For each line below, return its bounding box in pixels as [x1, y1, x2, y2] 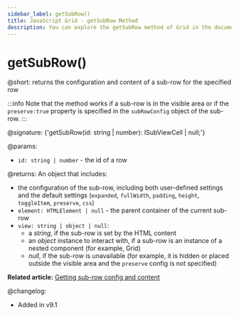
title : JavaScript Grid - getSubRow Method [7, 17, 139, 24]
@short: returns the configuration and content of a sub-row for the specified [7, 78, 231, 86]
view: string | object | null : [17, 222, 110, 230]
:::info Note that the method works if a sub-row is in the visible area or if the [7, 99, 229, 108]
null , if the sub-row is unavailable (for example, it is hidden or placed [28, 252, 230, 260]
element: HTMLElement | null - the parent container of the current [17, 206, 212, 215]
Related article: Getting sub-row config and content [7, 273, 160, 282]
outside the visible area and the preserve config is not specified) [28, 259, 217, 268]
